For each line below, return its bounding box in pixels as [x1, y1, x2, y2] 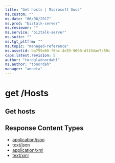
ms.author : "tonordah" [5, 62, 51, 67]
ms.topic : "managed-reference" [5, 44, 69, 49]
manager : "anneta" [5, 67, 43, 72]
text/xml [12, 153, 29, 159]
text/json [12, 142, 30, 148]
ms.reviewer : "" [5, 26, 38, 30]
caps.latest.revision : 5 [5, 53, 56, 58]
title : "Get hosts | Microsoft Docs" [5, 7, 82, 12]
